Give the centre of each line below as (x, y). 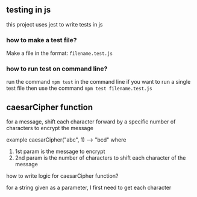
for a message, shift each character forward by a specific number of (91, 122)
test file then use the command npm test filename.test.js (79, 88)
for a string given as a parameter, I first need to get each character (89, 188)
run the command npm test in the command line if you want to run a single (98, 82)
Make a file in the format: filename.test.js (60, 53)
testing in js (29, 10)
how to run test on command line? (57, 69)
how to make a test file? (42, 40)
